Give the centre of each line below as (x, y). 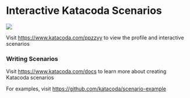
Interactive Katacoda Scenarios (84, 11)
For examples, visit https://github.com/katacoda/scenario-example (86, 89)
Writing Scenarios (32, 59)
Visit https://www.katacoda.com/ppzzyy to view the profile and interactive (95, 37)
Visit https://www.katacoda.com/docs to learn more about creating (86, 71)
